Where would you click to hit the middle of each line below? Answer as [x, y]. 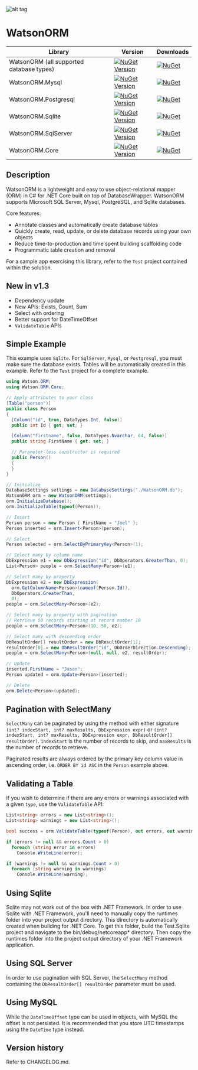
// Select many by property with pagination [62, 615]
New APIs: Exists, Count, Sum [51, 307]
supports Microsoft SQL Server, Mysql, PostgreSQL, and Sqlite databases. [96, 201]
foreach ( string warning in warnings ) [59, 869]
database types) [32, 69]
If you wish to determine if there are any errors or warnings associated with [98, 798]
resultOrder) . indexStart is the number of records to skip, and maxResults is [99, 741]
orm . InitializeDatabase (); [39, 501]
